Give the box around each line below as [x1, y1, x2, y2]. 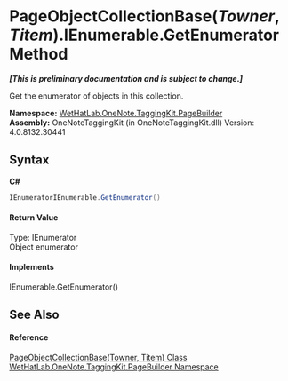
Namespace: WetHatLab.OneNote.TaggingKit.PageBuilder [9, 107, 223, 118]
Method [9, 44, 68, 64]
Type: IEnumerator [9, 232, 77, 242]
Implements [9, 262, 55, 273]
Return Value [9, 212, 59, 223]
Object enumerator [9, 242, 78, 252]
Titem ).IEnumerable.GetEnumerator [9, 25, 280, 45]
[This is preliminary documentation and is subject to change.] [9, 73, 243, 83]
